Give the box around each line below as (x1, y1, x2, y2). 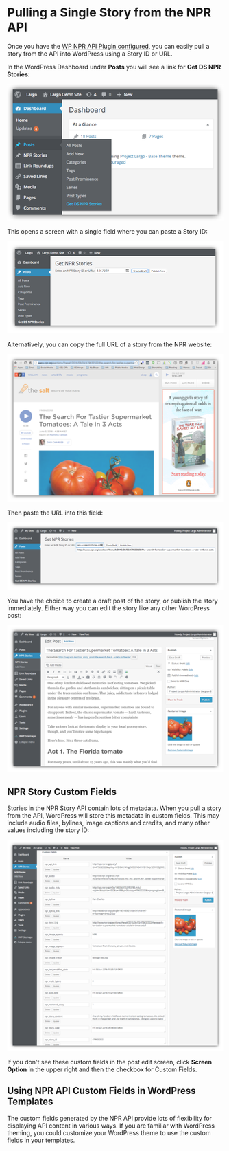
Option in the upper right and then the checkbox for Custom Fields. (7, 1065, 197, 1073)
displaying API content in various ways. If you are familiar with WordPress (7, 1121, 215, 1130)
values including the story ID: (7, 826, 90, 834)
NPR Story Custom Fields (7, 785, 117, 798)
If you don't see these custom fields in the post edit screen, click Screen (7, 1058, 213, 1066)
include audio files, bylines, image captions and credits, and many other (7, 819, 210, 827)
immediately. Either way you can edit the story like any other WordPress (7, 603, 210, 612)
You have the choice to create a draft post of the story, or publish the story (7, 596, 218, 605)
